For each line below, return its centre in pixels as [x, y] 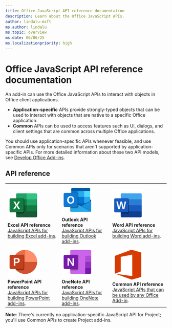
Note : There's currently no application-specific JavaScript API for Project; [83, 315]
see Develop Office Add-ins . [35, 157]
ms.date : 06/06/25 [25, 38]
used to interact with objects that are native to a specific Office [79, 115]
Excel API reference [29, 225]
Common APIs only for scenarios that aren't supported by [66, 146]
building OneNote [80, 298]
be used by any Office [135, 295]
